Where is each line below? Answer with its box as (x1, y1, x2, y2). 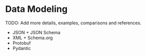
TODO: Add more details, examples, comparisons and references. (5, 20, 142, 26)
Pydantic (12, 45, 31, 51)
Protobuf (12, 40, 31, 46)
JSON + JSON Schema (12, 29, 60, 35)
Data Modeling (5, 3, 68, 15)
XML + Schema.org (12, 35, 53, 41)
